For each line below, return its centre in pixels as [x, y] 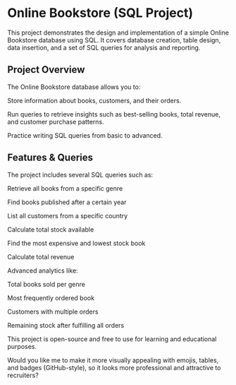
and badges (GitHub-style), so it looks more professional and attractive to [114, 367]
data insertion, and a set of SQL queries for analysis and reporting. [104, 47]
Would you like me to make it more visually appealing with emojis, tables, [113, 360]
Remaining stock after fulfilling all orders [66, 325]
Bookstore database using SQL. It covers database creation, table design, [114, 40]
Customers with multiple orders [53, 312]
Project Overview [46, 70]
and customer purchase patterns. [56, 122]
